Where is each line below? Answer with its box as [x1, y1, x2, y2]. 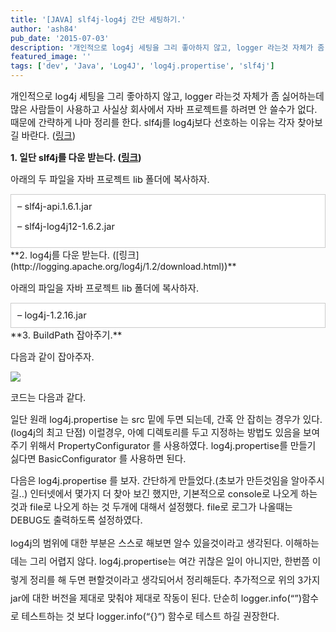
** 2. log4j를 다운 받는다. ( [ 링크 [10, 249, 137, 261]
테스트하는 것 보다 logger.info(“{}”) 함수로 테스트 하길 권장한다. [21, 611, 280, 623]
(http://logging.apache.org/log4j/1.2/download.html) [10, 261, 225, 272]
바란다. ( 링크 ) [21, 130, 77, 142]
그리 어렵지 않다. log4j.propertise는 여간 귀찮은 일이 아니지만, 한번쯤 [29, 556, 310, 568]
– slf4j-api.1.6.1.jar [17, 201, 93, 213]
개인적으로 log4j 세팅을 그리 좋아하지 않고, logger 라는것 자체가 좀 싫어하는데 [10, 91, 325, 103]
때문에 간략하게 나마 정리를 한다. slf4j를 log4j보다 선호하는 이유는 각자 [10, 117, 296, 129]
